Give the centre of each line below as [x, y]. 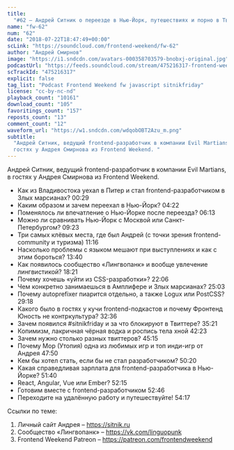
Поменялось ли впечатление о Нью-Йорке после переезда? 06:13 [116, 212]
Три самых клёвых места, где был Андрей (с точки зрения [105, 235]
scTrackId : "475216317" [42, 72]
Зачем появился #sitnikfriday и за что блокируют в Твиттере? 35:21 [117, 324]
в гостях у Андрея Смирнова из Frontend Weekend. [83, 177]
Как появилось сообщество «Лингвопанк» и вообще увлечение [112, 264]
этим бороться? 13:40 [50, 257]
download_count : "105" [40, 104]
